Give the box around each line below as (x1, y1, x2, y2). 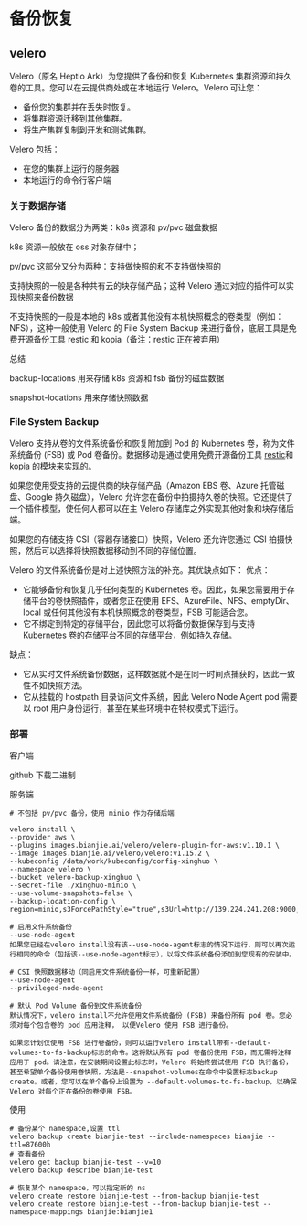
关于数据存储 (9, 199, 67, 212)
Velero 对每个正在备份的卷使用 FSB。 (9, 1086, 137, 1096)
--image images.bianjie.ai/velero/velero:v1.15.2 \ (9, 849, 210, 858)
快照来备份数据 (16, 291, 74, 302)
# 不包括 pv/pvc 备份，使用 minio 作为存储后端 (9, 809, 175, 818)
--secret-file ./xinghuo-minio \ (9, 881, 137, 890)
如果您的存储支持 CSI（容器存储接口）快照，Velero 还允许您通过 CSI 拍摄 (9, 534, 285, 544)
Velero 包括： (9, 143, 61, 154)
